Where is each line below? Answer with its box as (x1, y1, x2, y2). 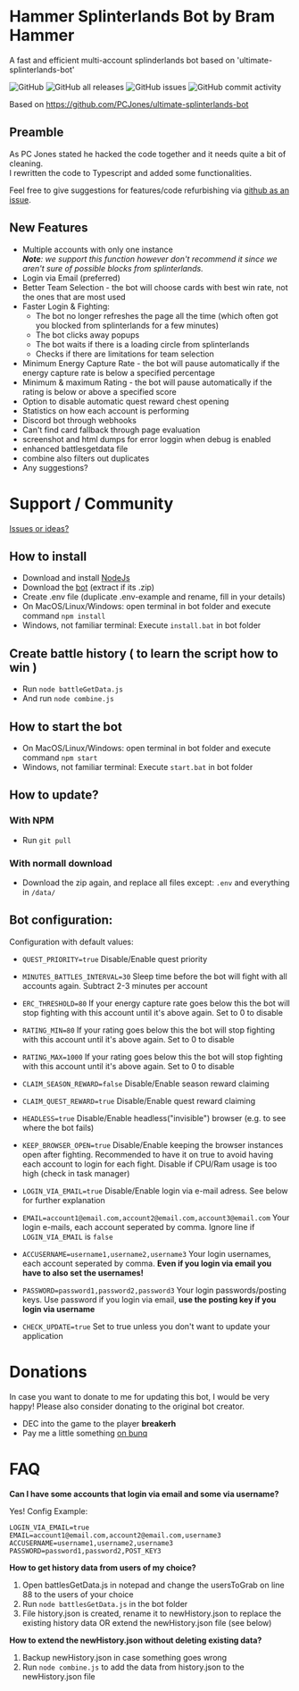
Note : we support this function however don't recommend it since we (21, 253, 278, 264)
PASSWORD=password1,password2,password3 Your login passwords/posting (21, 1285, 287, 1295)
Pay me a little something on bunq (21, 1427, 148, 1438)
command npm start (21, 752, 98, 763)
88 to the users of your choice (21, 1588, 134, 1600)
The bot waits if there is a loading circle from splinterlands (35, 339, 250, 349)
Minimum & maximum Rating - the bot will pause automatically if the (21, 377, 272, 388)
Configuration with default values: (9, 936, 134, 947)
